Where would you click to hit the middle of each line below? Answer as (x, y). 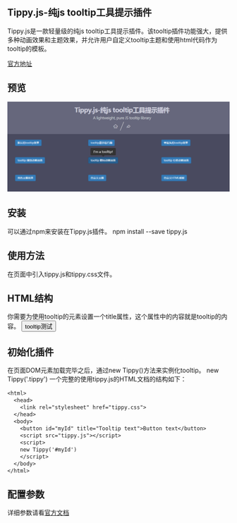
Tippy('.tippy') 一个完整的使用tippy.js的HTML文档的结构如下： (97, 379)
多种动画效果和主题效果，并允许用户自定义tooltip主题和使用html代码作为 (112, 39)
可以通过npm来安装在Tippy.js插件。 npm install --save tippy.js (98, 231)
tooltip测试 (38, 327)
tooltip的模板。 (29, 49)
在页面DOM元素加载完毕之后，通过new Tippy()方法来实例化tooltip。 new (113, 370)
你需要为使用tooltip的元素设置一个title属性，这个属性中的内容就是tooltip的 (114, 316)
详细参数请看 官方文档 (38, 512)
